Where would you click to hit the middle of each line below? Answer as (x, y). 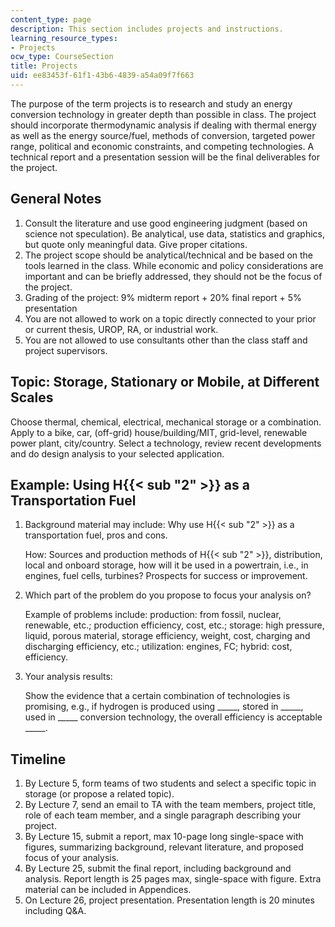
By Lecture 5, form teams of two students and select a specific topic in (170, 783)
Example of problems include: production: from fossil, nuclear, (153, 615)
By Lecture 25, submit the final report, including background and (158, 868)
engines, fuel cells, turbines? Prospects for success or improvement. (166, 576)
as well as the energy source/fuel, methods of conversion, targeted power (163, 135)
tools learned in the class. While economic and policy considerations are (174, 265)
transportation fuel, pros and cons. (96, 535)
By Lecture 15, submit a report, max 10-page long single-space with (164, 837)
